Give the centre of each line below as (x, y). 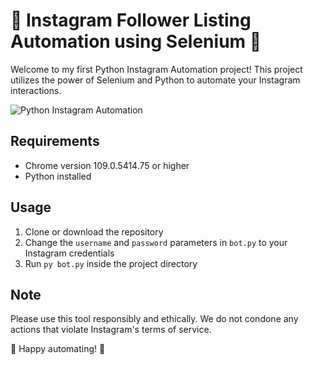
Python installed (58, 176)
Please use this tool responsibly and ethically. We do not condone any (154, 319)
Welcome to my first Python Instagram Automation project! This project (156, 69)
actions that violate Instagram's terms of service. (111, 330)
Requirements (55, 141)
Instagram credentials (69, 253)
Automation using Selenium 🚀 (136, 41)
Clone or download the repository (94, 231)
